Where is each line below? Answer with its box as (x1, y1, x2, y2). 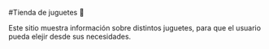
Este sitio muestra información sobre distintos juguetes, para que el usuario (8, 23, 262, 32)
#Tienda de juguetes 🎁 (8, 8, 85, 17)
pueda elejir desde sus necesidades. (8, 32, 132, 41)
